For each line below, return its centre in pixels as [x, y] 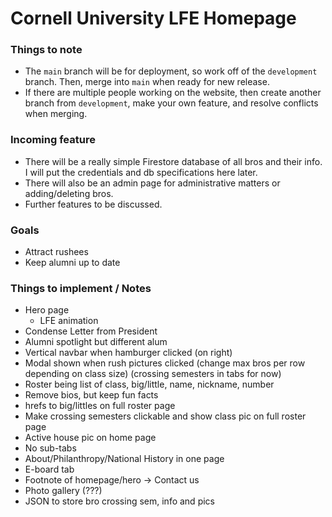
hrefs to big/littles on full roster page [100, 406]
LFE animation [69, 321]
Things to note [46, 50]
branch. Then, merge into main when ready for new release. [147, 82]
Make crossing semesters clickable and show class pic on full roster [165, 416]
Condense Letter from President [91, 331]
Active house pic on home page [90, 438]
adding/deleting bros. [69, 193]
